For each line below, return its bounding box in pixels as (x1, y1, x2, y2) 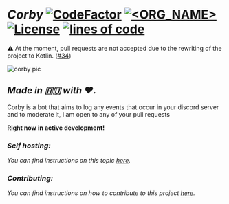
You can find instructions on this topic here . (7, 157, 131, 165)
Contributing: (7, 173, 54, 183)
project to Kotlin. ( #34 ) (7, 52, 72, 60)
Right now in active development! (7, 124, 105, 132)
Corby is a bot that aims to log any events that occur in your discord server (7, 103, 219, 111)
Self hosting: (7, 141, 52, 150)
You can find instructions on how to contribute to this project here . (7, 189, 196, 197)
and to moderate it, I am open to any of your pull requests (7, 110, 171, 118)
